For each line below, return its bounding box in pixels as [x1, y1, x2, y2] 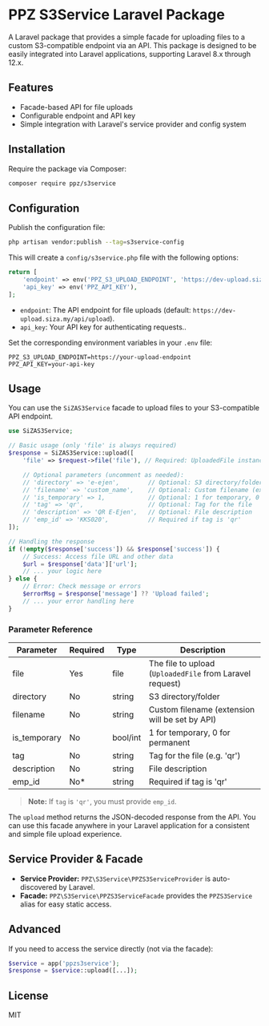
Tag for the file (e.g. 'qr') [148, 749, 241, 761]
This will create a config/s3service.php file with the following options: [8, 252, 239, 262]
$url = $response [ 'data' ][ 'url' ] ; [22, 559, 138, 568]
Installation [8, 143, 66, 156]
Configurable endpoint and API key [19, 111, 136, 120]
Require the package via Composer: [8, 164, 126, 173]
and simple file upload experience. [8, 829, 122, 838]
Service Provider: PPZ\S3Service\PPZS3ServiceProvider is [19, 874, 211, 883]
